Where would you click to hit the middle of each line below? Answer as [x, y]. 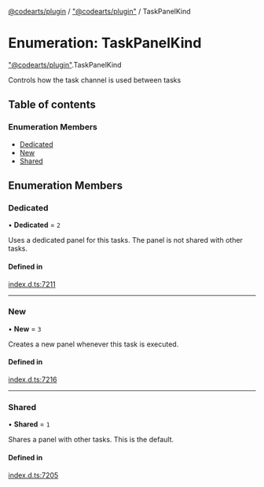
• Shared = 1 [29, 424]
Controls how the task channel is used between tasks [95, 80]
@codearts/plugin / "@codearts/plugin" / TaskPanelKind [99, 11]
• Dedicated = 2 [34, 225]
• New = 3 [25, 328]
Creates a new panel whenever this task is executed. [93, 344]
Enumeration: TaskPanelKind [105, 43]
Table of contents [52, 105]
